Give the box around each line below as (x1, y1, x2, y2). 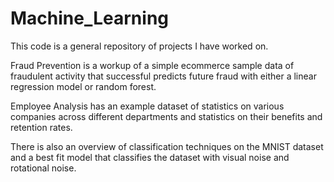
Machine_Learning (10, 7, 170, 30)
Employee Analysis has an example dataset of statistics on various (10, 100, 285, 112)
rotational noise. (10, 162, 77, 174)
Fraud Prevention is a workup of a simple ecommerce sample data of (10, 59, 295, 71)
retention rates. (10, 121, 73, 133)
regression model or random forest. (10, 80, 157, 92)
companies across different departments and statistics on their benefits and (10, 110, 323, 122)
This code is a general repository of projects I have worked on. (10, 40, 269, 52)
